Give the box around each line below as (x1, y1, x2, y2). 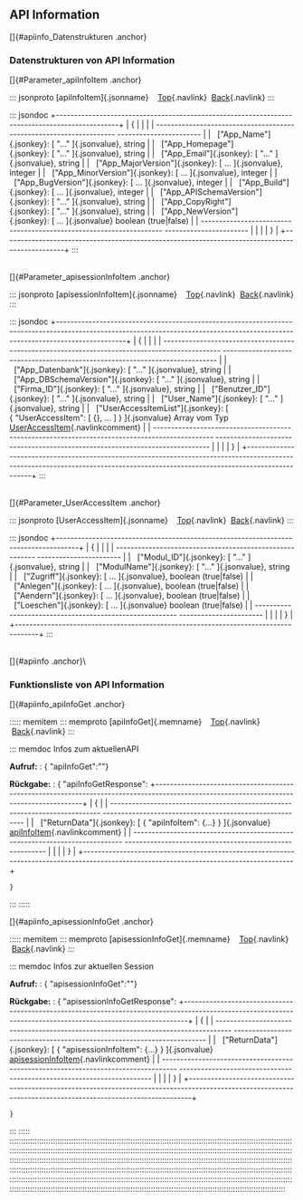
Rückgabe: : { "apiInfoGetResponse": (9, 779, 148, 790)
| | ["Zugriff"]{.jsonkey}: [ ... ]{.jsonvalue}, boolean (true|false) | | (9, 571, 253, 582)
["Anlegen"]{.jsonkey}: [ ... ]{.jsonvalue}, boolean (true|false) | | (13, 581, 249, 591)
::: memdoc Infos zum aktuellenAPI (9, 744, 139, 754)
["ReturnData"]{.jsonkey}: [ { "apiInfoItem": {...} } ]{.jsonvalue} (40, 817, 271, 828)
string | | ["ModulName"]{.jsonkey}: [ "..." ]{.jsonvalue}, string (58, 562, 290, 572)
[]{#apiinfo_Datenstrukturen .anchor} (9, 31, 147, 42)
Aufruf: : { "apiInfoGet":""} (9, 761, 109, 773)
